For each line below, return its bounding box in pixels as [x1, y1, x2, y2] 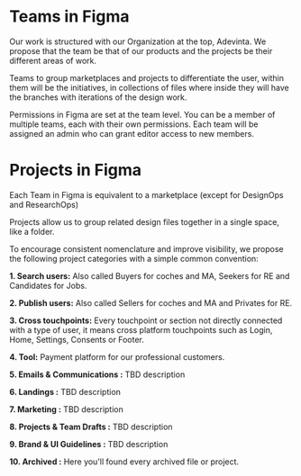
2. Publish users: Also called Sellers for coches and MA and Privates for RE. [9, 297, 293, 308]
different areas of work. [9, 55, 97, 66]
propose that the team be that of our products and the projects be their [9, 45, 273, 56]
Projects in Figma [9, 160, 142, 181]
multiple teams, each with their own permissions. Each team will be [9, 119, 259, 130]
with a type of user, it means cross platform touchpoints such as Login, [9, 324, 273, 335]
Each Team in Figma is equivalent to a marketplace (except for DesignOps [9, 189, 284, 200]
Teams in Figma [9, 6, 130, 27]
